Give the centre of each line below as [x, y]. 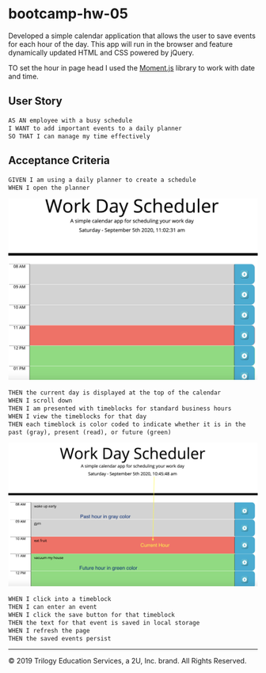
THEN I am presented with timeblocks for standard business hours [120, 409]
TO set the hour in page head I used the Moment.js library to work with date [132, 67]
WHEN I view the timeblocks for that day [78, 416]
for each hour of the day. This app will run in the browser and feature [121, 44]
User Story [35, 101]
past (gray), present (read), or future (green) [90, 432]
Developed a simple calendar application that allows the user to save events [132, 36]
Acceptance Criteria [59, 160]
